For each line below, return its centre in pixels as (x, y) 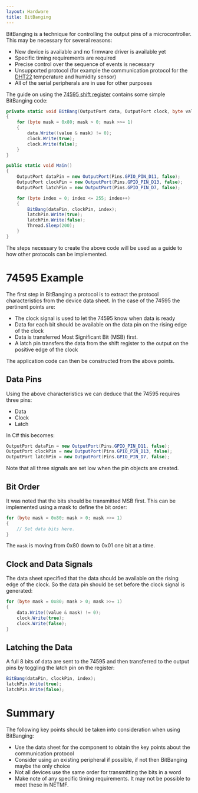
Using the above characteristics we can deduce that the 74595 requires (93, 394)
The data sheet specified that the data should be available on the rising (92, 579)
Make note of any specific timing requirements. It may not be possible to (102, 778)
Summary (30, 713)
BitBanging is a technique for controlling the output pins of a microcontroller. (99, 34)
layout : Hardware (27, 11)
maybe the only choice (42, 766)
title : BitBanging (29, 17)
